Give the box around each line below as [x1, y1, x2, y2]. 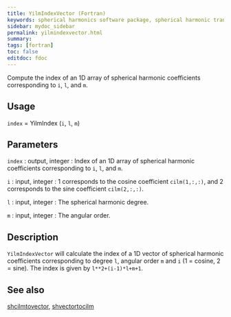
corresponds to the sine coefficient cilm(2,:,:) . [7, 185, 144, 193]
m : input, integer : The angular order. [7, 211, 111, 220]
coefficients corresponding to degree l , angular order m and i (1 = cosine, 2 [7, 257, 221, 265]
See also [7, 284, 45, 296]
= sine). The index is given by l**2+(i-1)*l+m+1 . [7, 264, 143, 272]
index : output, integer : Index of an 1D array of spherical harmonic [7, 157, 195, 165]
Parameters [7, 139, 58, 150]
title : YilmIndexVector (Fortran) [7, 10, 107, 17]
